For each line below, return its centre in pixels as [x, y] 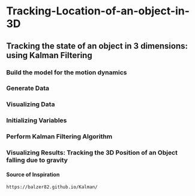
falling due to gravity [37, 160]
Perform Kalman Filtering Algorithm [59, 137]
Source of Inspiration [33, 174]
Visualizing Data [31, 104]
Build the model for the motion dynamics [67, 72]
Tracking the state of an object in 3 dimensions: [97, 46]
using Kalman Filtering [49, 55]
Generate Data [28, 88]
